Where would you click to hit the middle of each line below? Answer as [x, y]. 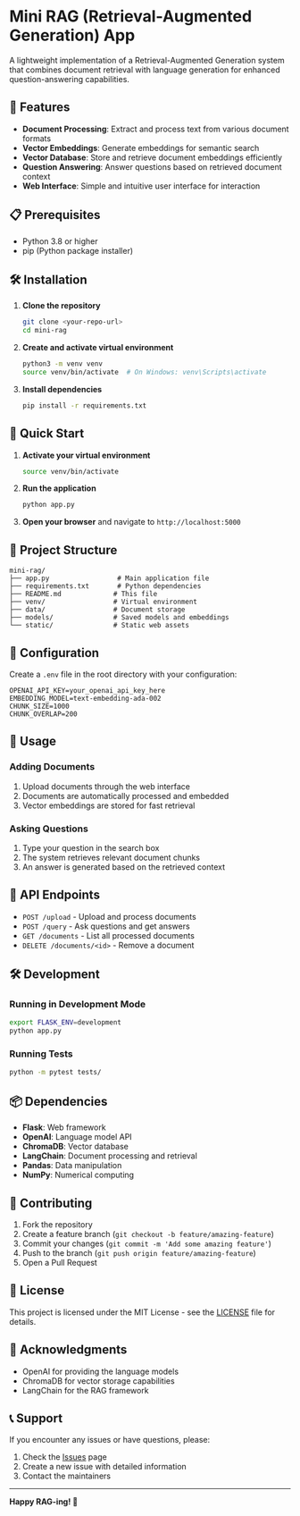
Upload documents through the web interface [106, 786]
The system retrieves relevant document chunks [111, 857]
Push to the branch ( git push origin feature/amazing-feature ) [139, 1252]
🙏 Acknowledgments [68, 1350]
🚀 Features [40, 108]
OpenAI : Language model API [77, 1137]
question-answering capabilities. [69, 79]
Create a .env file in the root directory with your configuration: [123, 674]
